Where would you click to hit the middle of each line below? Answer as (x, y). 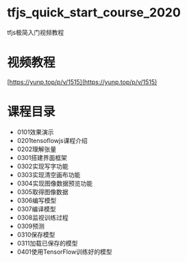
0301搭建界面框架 (42, 157)
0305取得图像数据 (42, 192)
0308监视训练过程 (42, 218)
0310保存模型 (36, 235)
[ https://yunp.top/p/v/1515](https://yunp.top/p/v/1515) (82, 82)
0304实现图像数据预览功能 (55, 183)
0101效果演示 (35, 132)
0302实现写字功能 (42, 166)
